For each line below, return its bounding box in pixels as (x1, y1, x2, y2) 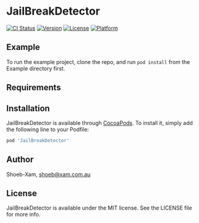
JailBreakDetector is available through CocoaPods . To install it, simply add (6, 119, 194, 126)
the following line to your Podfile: (6, 126, 90, 133)
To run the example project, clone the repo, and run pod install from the (6, 58, 190, 65)
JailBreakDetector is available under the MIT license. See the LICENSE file (6, 204, 192, 211)
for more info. (6, 211, 41, 218)
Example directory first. (6, 65, 65, 72)
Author (6, 154, 34, 165)
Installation (6, 103, 50, 113)
